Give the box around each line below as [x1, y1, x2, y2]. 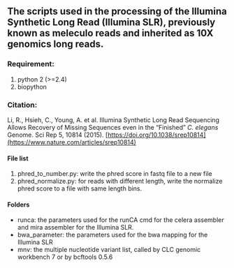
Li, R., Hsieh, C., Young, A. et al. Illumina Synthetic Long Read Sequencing [7, 115, 220, 124]
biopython [17, 82, 47, 91]
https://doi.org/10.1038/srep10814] [107, 131, 206, 139]
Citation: [7, 100, 38, 110]
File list [7, 154, 29, 163]
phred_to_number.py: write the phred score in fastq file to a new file [17, 170, 212, 178]
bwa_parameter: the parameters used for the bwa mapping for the [17, 230, 208, 239]
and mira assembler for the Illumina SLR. [17, 223, 134, 232]
